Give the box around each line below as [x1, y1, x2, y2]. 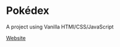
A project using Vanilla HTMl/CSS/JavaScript [6, 23, 114, 30]
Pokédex [6, 4, 50, 17]
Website [6, 34, 26, 41]
